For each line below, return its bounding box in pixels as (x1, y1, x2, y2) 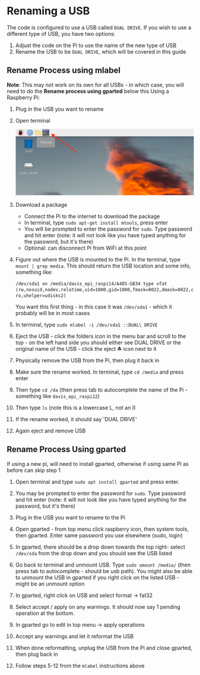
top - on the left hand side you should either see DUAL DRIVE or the (15, 338, 182, 346)
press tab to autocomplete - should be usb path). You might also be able (15, 567, 193, 574)
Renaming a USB (7, 4, 90, 18)
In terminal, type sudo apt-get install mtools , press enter (24, 219, 169, 226)
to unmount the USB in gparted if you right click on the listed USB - (15, 574, 180, 581)
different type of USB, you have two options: (7, 30, 116, 37)
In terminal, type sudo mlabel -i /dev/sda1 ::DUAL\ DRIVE (15, 321, 158, 328)
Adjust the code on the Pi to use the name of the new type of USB (15, 42, 177, 49)
